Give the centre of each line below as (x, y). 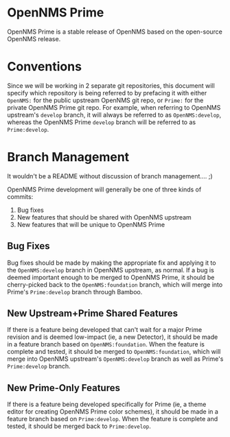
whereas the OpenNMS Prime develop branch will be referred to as (102, 122)
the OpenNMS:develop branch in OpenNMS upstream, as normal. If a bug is (111, 270)
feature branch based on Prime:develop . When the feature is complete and (113, 419)
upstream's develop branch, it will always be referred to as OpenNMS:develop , (114, 115)
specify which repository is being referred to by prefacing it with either (107, 93)
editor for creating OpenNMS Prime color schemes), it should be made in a (113, 412)
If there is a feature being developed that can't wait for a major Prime (105, 330)
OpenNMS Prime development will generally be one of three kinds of (104, 189)
